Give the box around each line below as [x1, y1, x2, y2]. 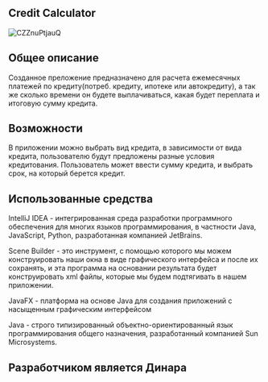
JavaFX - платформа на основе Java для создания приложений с [8, 296, 233, 305]
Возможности [8, 122, 83, 135]
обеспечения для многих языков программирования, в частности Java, [8, 222, 257, 232]
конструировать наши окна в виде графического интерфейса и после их [8, 255, 259, 264]
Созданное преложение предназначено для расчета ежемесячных [8, 73, 241, 82]
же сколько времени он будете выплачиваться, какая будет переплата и [8, 89, 260, 99]
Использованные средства [8, 192, 153, 206]
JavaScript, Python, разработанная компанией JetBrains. [8, 230, 203, 240]
